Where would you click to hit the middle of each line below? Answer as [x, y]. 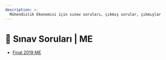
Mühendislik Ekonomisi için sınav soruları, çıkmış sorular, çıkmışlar [85, 14]
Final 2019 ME [27, 53]
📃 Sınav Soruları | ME [49, 39]
